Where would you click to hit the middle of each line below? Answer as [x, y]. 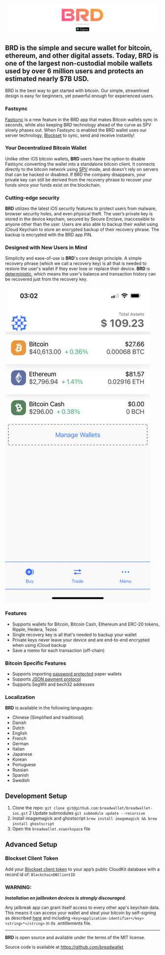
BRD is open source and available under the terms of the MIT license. [75, 938]
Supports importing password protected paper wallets [67, 674]
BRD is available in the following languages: [49, 708]
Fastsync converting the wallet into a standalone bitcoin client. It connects [80, 164]
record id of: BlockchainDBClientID [40, 874]
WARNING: [18, 887]
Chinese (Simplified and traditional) [48, 717]
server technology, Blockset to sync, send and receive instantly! [70, 135]
